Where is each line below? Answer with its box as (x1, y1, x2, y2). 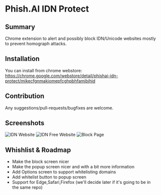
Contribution (5, 92, 45, 100)
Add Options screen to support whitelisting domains (12, 169, 116, 175)
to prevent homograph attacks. (5, 41, 67, 47)
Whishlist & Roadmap (5, 146, 71, 154)
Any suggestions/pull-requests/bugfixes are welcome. (5, 105, 113, 111)
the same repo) (12, 184, 43, 190)
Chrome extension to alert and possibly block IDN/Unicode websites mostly (5, 35, 156, 41)
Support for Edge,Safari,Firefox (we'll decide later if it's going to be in (12, 179, 151, 185)
